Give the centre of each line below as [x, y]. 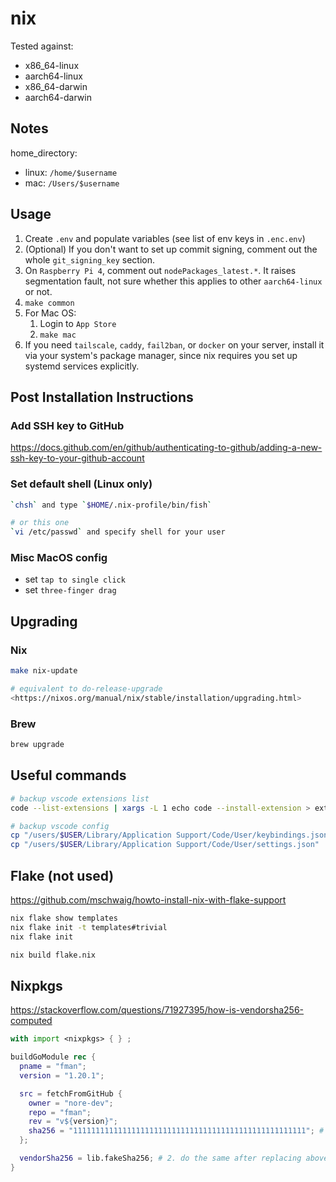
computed [31, 1021]
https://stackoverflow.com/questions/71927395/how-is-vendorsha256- [157, 1010]
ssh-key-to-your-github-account [77, 458]
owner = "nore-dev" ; [71, 1103]
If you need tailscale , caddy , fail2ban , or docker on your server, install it [174, 344]
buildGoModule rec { [53, 1057]
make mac [58, 335]
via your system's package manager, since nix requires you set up [161, 355]
